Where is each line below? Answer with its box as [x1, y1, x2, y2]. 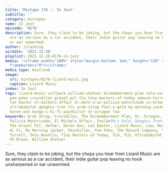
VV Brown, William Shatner [9, 137, 66, 142]
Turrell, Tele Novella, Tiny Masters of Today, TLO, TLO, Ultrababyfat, [9, 133, 164, 138]
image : [5, 72, 19, 77]
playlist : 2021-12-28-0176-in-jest [5, 53, 79, 59]
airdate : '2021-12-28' [5, 49, 52, 54]
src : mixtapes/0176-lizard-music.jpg [9, 77, 88, 82]
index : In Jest [5, 86, 37, 91]
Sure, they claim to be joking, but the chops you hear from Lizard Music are [5, 151, 160, 157]
